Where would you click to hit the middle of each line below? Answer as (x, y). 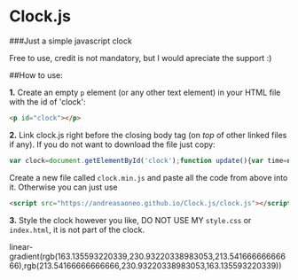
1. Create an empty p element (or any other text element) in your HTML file (145, 92)
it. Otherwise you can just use (63, 187)
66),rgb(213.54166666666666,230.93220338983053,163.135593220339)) (145, 265)
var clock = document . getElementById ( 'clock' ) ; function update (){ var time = (149, 160)
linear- (21, 246)
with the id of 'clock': (47, 101)
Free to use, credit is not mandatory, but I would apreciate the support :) (141, 58)
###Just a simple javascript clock (71, 41)
